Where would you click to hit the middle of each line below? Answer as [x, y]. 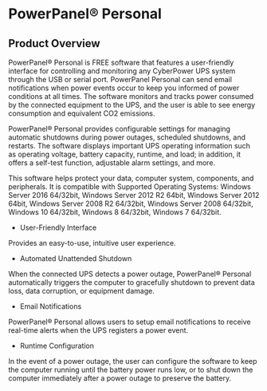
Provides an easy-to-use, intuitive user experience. [92, 243]
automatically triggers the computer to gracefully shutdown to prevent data [132, 282]
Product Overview [54, 43]
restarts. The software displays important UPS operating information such [130, 146]
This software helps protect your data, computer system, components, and [131, 178]
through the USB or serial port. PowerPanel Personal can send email [120, 79]
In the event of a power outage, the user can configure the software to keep [133, 361]
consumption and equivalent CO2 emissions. [82, 113]
